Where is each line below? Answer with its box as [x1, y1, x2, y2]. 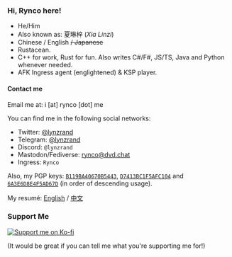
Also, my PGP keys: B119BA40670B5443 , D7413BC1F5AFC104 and [7, 171, 184, 180]
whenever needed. [17, 61, 73, 69]
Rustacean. [17, 45, 51, 55]
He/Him [17, 22, 40, 30]
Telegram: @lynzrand [17, 135, 81, 144]
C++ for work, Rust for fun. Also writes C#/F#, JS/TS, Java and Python [17, 53, 225, 62]
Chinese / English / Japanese [17, 38, 104, 47]
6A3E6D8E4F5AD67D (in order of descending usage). [7, 179, 153, 188]
